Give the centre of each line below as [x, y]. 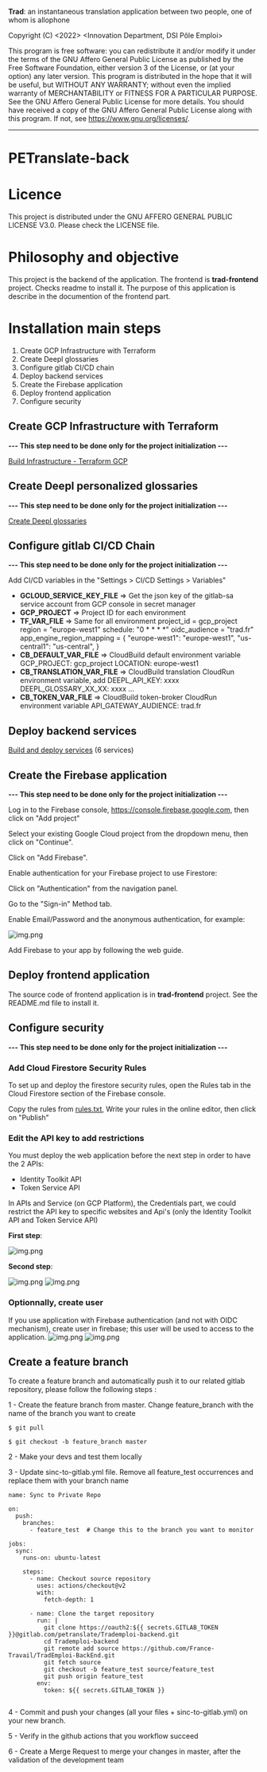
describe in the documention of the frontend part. [89, 296]
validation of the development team [66, 1760]
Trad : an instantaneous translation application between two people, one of [130, 12]
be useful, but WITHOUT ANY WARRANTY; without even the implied [120, 84]
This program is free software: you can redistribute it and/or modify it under [132, 51]
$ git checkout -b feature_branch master [78, 1442]
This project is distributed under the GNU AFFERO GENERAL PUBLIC [120, 217]
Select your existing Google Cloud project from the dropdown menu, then [128, 834]
